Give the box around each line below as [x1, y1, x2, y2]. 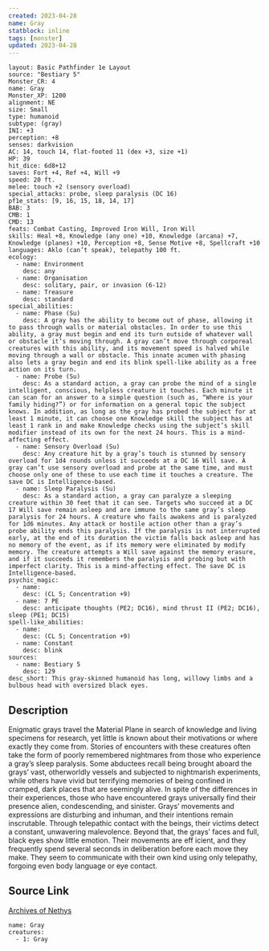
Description [8, 703, 68, 717]
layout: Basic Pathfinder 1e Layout [8, 63, 131, 72]
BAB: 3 [8, 204, 31, 213]
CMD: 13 [8, 218, 35, 226]
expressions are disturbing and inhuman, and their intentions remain [8, 810, 234, 819]
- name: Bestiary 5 [15, 660, 81, 669]
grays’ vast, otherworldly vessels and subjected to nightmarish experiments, [8, 767, 261, 777]
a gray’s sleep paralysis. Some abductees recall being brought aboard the [8, 758, 252, 768]
